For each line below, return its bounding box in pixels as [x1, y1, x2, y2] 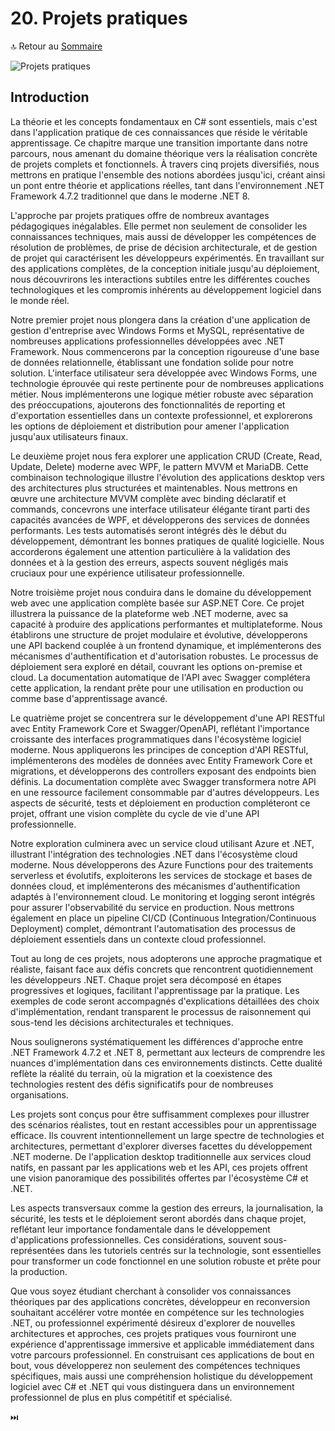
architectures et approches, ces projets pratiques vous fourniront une [10, 1327, 297, 1339]
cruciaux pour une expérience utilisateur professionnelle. [10, 567, 245, 579]
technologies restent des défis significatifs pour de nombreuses [10, 1078, 274, 1090]
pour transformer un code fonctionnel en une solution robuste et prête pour [10, 1255, 322, 1267]
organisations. [10, 1088, 69, 1101]
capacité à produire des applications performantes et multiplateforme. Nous [10, 618, 323, 630]
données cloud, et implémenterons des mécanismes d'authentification [10, 880, 301, 892]
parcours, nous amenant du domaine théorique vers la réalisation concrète [10, 147, 318, 159]
